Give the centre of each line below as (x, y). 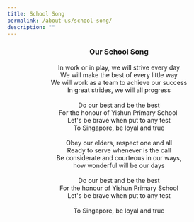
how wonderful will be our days (119, 165)
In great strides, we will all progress (119, 90)
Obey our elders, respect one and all (119, 143)
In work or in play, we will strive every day (119, 67)
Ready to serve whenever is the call (119, 150)
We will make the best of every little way (119, 74)
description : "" (31, 27)
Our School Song (119, 52)
